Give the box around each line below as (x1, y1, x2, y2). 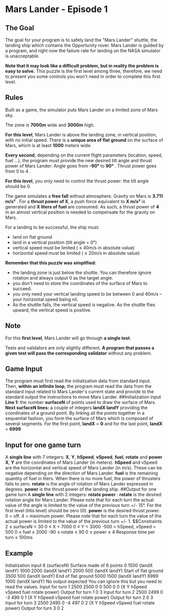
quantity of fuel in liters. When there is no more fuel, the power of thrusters (5, 475, 161, 482)
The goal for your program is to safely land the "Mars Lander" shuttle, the (5, 37, 157, 43)
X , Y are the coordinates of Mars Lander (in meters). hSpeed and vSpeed (5, 459, 157, 465)
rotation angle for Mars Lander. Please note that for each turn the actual (5, 497, 154, 503)
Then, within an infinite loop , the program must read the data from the (5, 383, 152, 389)
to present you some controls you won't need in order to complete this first (5, 74, 160, 79)
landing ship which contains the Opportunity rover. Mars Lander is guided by (5, 42, 164, 48)
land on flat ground (12, 234, 52, 240)
